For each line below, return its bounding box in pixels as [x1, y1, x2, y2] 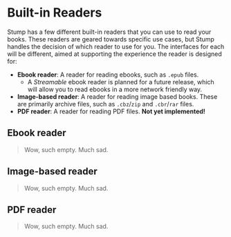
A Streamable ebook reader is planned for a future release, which [27, 77, 214, 86]
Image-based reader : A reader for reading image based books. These [17, 92, 218, 101]
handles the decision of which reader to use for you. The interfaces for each [7, 42, 225, 50]
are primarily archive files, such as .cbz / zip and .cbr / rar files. [17, 99, 194, 108]
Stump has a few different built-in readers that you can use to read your [7, 28, 212, 36]
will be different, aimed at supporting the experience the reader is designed [7, 50, 223, 58]
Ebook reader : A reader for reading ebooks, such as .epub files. [17, 70, 199, 79]
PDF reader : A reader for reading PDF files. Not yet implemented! [17, 107, 206, 115]
